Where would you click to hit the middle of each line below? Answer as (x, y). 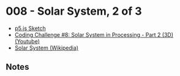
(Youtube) (27, 41)
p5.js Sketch (30, 28)
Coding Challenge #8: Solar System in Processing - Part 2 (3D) (94, 34)
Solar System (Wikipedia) (47, 48)
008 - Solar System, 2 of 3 (74, 11)
